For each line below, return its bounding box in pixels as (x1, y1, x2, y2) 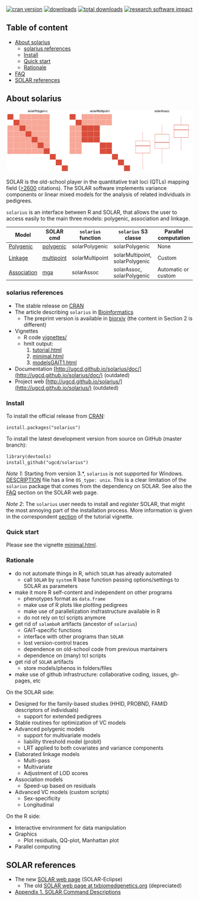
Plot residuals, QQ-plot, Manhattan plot (23, 836, 120, 843)
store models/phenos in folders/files (23, 664, 113, 671)
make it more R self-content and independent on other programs (14, 589, 173, 596)
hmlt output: (23, 340, 53, 347)
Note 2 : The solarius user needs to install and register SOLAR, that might (6, 500, 185, 507)
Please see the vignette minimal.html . (6, 541, 98, 549)
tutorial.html (32, 346, 62, 353)
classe (124, 235, 142, 242)
